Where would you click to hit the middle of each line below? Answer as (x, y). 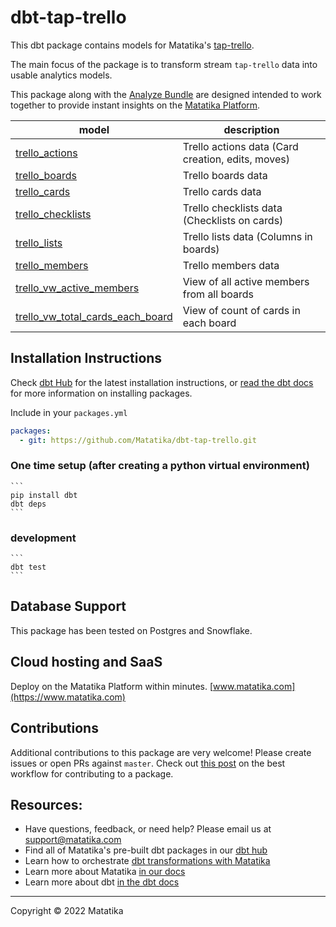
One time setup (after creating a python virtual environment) (160, 466)
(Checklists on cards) (233, 220)
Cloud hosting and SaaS (86, 662)
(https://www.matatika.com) (68, 697)
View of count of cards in (241, 310)
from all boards (218, 294)
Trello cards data (222, 191)
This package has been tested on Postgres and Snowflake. (131, 630)
